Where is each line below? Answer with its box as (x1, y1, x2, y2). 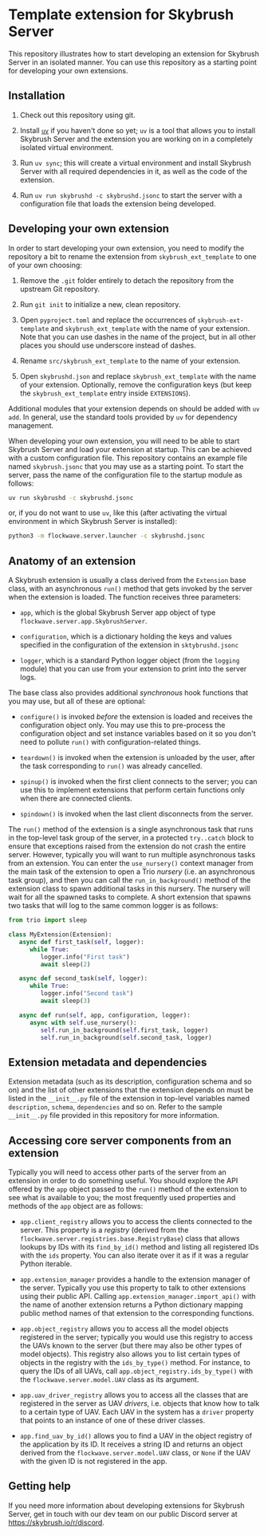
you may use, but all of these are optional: (8, 696, 146, 706)
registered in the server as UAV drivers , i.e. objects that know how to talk (19, 1399, 260, 1408)
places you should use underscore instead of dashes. (19, 340, 197, 350)
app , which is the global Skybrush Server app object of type (19, 608, 216, 617)
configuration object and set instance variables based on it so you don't (19, 729, 257, 738)
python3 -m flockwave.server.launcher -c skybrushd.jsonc (8, 532, 205, 540)
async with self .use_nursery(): (29, 1018, 137, 1026)
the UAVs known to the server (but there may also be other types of (19, 1341, 242, 1350)
